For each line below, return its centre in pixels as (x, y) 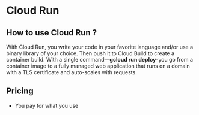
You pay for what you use (47, 105)
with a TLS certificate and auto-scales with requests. (72, 72)
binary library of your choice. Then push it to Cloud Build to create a (90, 53)
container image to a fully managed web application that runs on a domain (98, 66)
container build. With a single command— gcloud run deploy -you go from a (100, 60)
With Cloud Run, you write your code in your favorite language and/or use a (100, 47)
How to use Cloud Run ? (52, 33)
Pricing (20, 91)
